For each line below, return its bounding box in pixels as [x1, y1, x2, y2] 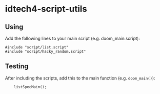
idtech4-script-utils [5, 3, 87, 15]
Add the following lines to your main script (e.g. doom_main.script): [5, 35, 140, 41]
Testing [5, 62, 29, 71]
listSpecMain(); [14, 84, 47, 89]
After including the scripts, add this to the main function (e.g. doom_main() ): [5, 75, 155, 81]
